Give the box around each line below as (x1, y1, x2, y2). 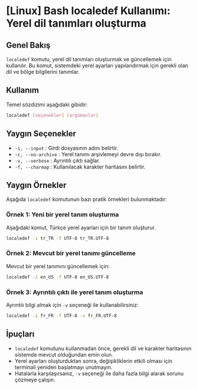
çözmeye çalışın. (14, 376, 56, 383)
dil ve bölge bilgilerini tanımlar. (6, 68, 80, 75)
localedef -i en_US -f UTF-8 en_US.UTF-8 (6, 274, 109, 280)
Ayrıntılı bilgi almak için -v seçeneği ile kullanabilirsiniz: (6, 301, 139, 308)
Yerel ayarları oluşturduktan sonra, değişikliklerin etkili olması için (14, 357, 172, 364)
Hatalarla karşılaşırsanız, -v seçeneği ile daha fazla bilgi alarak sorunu (14, 370, 184, 377)
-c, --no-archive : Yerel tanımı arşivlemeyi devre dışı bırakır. (14, 150, 162, 157)
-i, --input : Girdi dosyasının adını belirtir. (14, 144, 119, 151)
